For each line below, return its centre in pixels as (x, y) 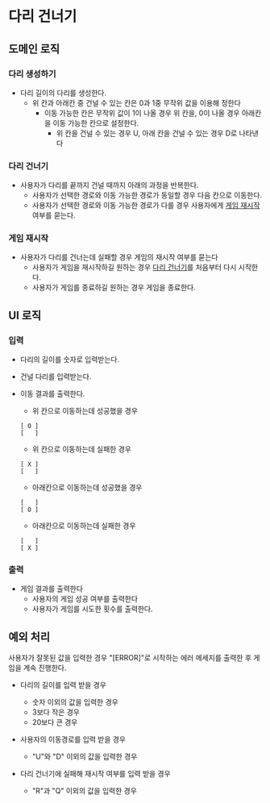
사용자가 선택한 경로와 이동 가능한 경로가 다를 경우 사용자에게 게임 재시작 (146, 206)
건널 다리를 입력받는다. (56, 377)
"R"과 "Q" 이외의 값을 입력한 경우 (84, 791)
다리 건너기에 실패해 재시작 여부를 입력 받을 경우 (95, 774)
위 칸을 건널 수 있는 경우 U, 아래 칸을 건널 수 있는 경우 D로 (147, 133)
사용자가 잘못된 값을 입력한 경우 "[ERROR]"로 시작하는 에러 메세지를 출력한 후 (130, 658)
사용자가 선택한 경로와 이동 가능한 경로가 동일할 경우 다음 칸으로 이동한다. (147, 195)
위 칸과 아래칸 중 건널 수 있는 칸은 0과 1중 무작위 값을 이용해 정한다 (137, 102)
